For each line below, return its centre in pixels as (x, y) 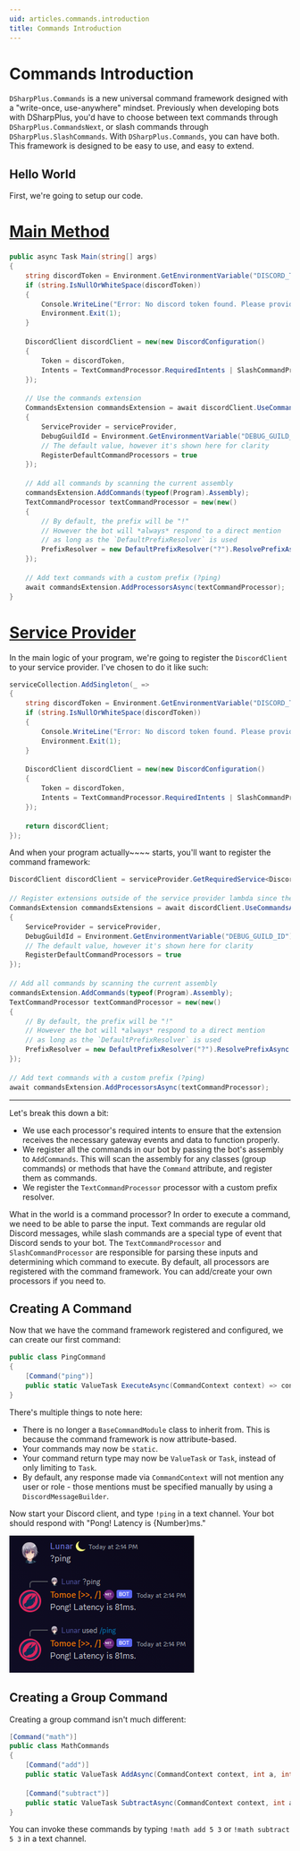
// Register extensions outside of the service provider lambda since (143, 899)
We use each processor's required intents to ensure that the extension (152, 1130)
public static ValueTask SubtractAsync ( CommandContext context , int (155, 1803)
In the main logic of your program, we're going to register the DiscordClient (149, 657)
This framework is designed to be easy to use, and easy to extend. (132, 146)
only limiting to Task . (59, 1467)
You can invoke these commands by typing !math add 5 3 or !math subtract (150, 1830)
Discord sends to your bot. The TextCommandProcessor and (115, 1242)
